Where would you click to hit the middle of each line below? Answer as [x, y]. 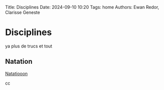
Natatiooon [17, 73]
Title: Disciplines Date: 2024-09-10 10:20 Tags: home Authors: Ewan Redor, [82, 7]
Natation [19, 62]
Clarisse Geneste [23, 12]
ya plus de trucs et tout [29, 46]
